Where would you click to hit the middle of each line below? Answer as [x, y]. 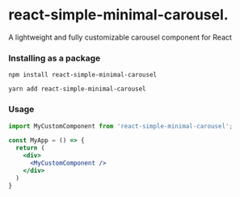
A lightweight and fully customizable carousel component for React [120, 37]
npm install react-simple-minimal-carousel [83, 75]
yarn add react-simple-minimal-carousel [78, 89]
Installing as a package [55, 58]
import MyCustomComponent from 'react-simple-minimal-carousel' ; [120, 126]
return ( [30, 148]
